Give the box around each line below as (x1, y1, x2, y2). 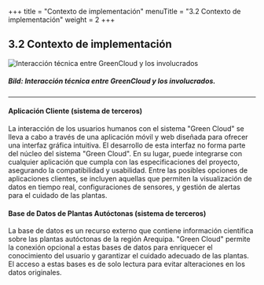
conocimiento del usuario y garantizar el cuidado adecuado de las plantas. (8, 251, 250, 261)
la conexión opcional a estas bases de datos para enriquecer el (8, 243, 214, 252)
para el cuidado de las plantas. (8, 190, 108, 199)
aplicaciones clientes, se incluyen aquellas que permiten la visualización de (8, 174, 253, 183)
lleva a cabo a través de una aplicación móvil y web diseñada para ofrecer (8, 132, 249, 141)
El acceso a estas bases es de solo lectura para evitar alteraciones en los (8, 259, 246, 269)
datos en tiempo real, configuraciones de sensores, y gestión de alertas (8, 182, 241, 192)
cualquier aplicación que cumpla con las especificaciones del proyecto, (8, 157, 240, 166)
